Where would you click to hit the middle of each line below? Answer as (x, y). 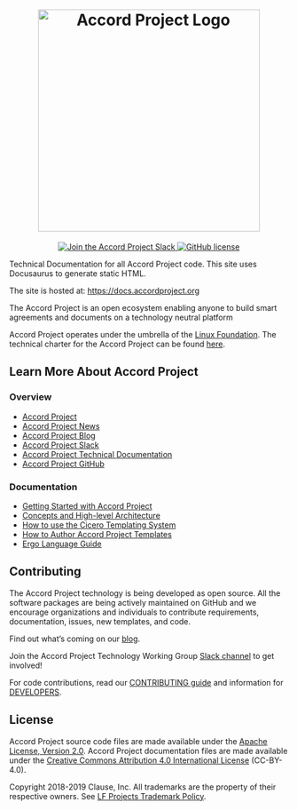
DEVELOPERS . (35, 692)
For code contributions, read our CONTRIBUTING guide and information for (146, 682)
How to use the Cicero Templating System (99, 525)
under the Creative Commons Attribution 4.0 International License (129, 760)
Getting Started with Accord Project (87, 505)
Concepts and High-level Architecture (91, 515)
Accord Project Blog (59, 435)
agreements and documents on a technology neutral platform (121, 317)
